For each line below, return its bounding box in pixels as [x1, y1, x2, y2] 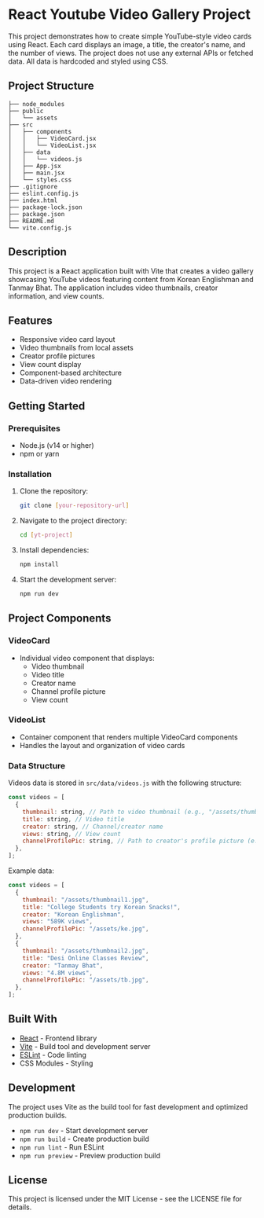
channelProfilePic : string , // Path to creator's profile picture [22, 837, 244, 846]
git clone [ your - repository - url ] [19, 501, 130, 510]
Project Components [8, 611, 112, 626]
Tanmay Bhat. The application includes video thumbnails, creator [8, 283, 218, 292]
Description [8, 245, 67, 259]
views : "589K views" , [22, 918, 93, 926]
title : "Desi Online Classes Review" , [22, 954, 149, 962]
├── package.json [8, 210, 65, 218]
